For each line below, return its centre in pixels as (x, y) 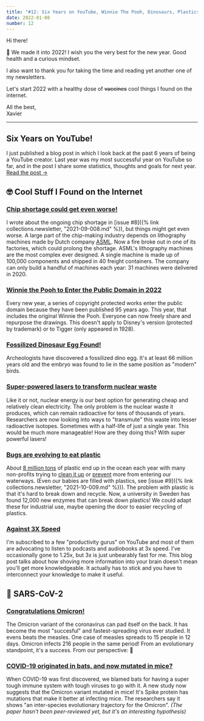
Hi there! (17, 41)
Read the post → (27, 173)
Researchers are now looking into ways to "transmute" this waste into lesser (102, 419)
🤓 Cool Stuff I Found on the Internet (74, 192)
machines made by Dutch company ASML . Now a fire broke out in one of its (101, 242)
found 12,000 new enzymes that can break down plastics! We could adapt (99, 501)
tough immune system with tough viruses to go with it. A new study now (97, 686)
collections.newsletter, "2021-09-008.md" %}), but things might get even (98, 228)
